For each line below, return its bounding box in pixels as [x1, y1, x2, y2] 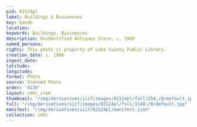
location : [6, 25, 30, 31]
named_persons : [6, 42, 43, 47]
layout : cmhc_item [6, 90, 51, 96]
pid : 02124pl [6, 8, 38, 15]
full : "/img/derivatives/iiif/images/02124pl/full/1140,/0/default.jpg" [6, 101, 188, 107]
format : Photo [6, 74, 41, 80]
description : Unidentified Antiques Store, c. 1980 [6, 36, 135, 42]
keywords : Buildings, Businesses [6, 30, 88, 36]
